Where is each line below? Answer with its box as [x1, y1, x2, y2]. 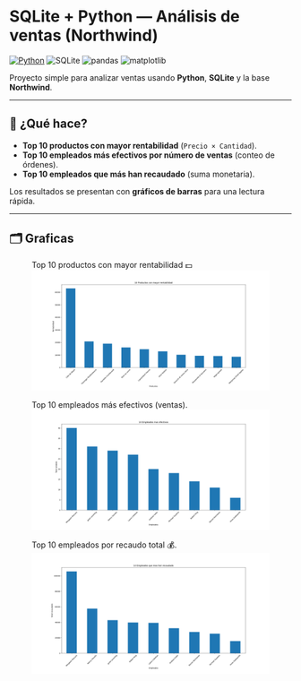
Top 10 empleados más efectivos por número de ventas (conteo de [21, 150, 275, 160]
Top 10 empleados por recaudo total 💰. [31, 539, 177, 550]
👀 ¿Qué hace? [9, 116, 88, 132]
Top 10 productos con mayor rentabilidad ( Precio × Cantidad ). [21, 140, 257, 151]
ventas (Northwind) [9, 25, 159, 46]
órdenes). [21, 159, 58, 169]
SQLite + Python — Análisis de [9, 6, 240, 27]
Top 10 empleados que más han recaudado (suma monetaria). [21, 168, 255, 179]
